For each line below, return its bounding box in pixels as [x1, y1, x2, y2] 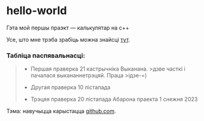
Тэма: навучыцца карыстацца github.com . [6, 107, 116, 115]
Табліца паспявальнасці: [6, 51, 85, 60]
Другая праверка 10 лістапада [30, 84, 111, 91]
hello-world [6, 4, 68, 18]
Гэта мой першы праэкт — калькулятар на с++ [6, 24, 130, 31]
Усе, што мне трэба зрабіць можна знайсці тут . [6, 36, 130, 43]
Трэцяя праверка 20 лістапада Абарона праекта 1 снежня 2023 [30, 96, 198, 103]
